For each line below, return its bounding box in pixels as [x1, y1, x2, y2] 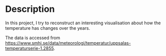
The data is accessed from [5, 35, 60, 41]
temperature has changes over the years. [5, 25, 90, 31]
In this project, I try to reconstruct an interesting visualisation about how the [5, 20, 161, 26]
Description [5, 3, 55, 15]
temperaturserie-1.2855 [5, 45, 54, 51]
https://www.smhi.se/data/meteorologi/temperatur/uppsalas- [5, 40, 131, 46]
